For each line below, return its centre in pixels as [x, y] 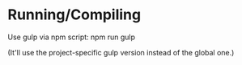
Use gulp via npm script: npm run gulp [71, 37]
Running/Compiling [74, 15]
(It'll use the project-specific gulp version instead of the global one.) [121, 52]
